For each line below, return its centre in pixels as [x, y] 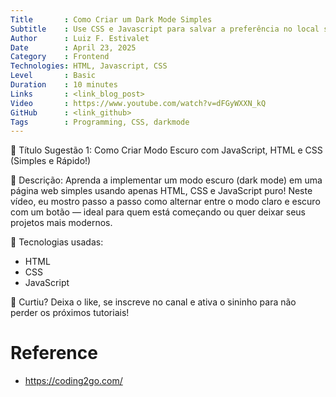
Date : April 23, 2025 [73, 47]
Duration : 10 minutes [64, 85]
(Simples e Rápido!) [51, 161]
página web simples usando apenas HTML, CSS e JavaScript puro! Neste [161, 191]
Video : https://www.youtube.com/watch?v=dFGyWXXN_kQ [138, 103]
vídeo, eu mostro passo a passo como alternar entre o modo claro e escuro [165, 202]
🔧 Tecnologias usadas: [57, 242]
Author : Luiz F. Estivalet [80, 38]
